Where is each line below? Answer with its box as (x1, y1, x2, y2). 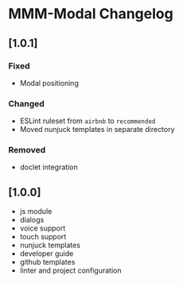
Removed (8, 145, 46, 156)
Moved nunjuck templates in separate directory (19, 125, 175, 134)
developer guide (19, 249, 74, 258)
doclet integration (19, 162, 78, 172)
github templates (19, 258, 76, 267)
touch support (19, 232, 67, 242)
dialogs (19, 215, 45, 225)
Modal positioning (19, 78, 80, 87)
